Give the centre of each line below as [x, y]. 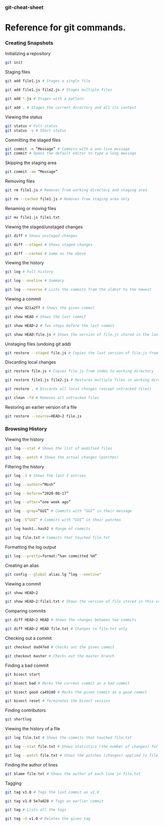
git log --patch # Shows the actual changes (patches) [62, 457]
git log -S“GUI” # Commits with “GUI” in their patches [63, 520]
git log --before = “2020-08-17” [37, 493]
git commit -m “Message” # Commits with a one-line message [68, 149]
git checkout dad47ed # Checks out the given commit [60, 647]
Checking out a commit [29, 638]
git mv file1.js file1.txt [32, 217]
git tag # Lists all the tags [36, 810]
